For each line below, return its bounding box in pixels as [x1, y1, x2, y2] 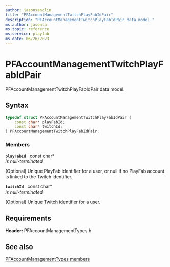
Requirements [5, 214, 51, 222]
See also [5, 242, 33, 251]
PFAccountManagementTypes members [5, 256, 90, 262]
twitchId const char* [5, 183, 53, 190]
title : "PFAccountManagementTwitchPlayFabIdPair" [5, 12, 114, 17]
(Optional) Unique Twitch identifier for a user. [5, 199, 101, 205]
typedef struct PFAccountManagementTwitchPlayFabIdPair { [5, 115, 132, 120]
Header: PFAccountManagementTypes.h [5, 227, 92, 234]
